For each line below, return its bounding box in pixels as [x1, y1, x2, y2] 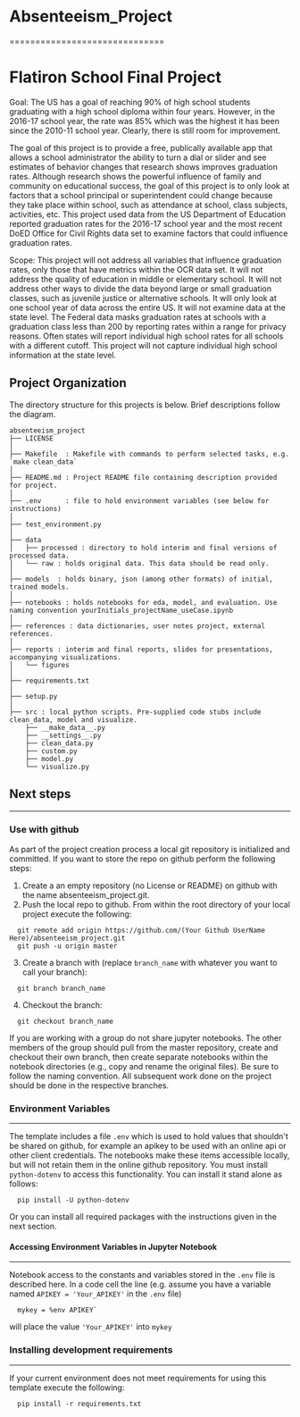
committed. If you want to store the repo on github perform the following [9, 853, 276, 864]
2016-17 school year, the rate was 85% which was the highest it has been [9, 115, 279, 126]
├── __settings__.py [25, 731, 102, 740]
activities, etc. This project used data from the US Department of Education [9, 208, 287, 220]
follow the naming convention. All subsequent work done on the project [9, 1070, 272, 1081]
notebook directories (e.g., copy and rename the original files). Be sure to [9, 1061, 279, 1071]
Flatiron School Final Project [9, 67, 221, 88]
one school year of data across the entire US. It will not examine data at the [9, 302, 286, 313]
